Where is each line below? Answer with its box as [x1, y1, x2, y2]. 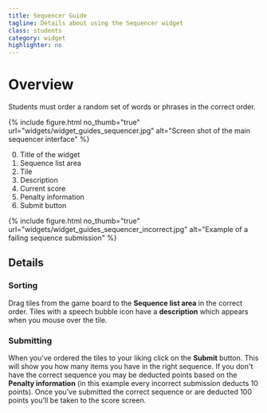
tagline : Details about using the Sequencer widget [8, 19, 183, 27]
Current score [19, 184, 66, 194]
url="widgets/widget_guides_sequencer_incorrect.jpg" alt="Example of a [8, 225, 249, 234]
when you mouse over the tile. [8, 315, 108, 324]
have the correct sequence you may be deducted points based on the [8, 370, 238, 380]
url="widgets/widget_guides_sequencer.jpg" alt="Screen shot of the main [8, 126, 251, 136]
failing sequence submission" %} [8, 233, 117, 243]
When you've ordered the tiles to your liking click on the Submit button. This [8, 353, 259, 363]
